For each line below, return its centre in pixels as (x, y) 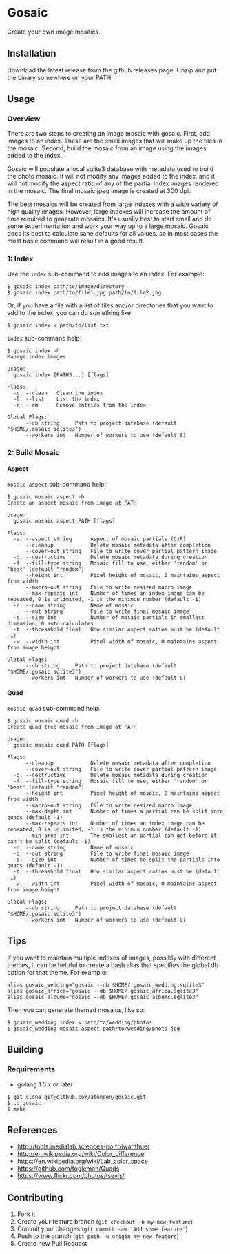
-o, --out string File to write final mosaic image (101, 854)
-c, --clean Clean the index (58, 393)
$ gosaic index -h (33, 351)
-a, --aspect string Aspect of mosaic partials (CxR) (100, 539)
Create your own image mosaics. (54, 32)
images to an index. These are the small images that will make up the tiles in (115, 141)
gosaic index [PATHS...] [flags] (61, 375)
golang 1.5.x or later (45, 1084)
